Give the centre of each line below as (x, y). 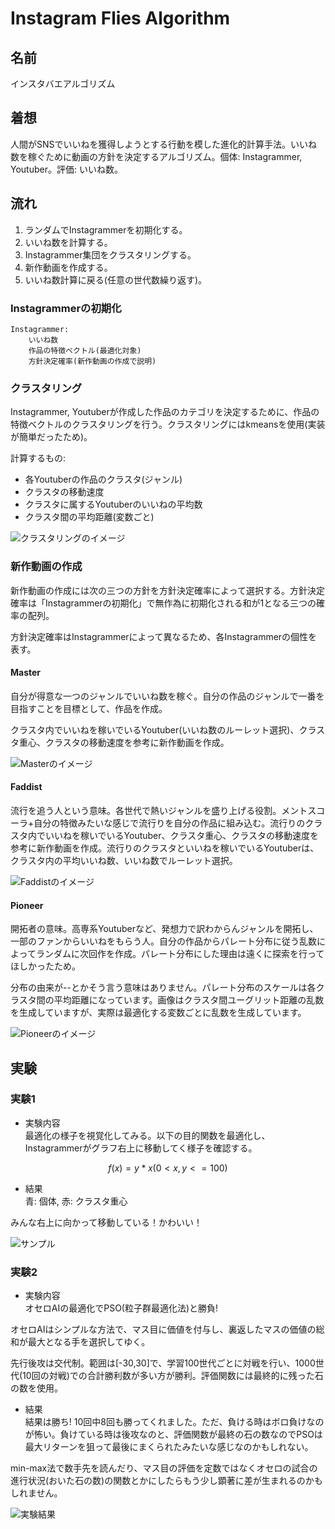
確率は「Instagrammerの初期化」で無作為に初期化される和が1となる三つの (163, 603)
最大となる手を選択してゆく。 (89, 1342)
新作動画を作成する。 (68, 267)
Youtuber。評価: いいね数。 (66, 169)
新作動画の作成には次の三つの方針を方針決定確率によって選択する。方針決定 (167, 590)
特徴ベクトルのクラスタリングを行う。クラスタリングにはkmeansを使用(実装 (168, 424)
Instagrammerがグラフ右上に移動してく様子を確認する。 (141, 1148)
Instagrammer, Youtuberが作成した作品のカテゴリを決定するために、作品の (165, 412)
